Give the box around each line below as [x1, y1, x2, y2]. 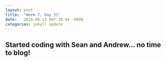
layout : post [5, 7, 33, 13]
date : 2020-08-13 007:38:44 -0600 [5, 17, 84, 22]
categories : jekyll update [5, 21, 63, 27]
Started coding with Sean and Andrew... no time [5, 40, 161, 49]
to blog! [5, 48, 31, 57]
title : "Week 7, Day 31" [5, 12, 60, 17]
